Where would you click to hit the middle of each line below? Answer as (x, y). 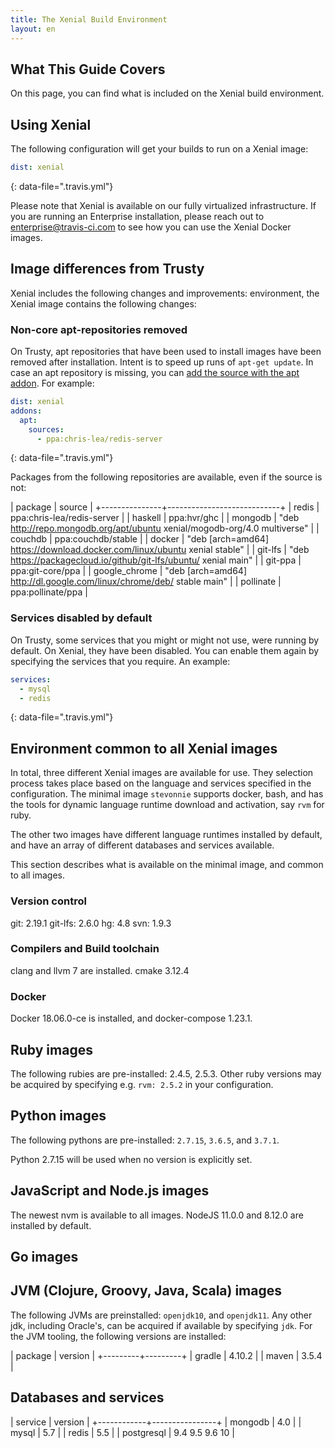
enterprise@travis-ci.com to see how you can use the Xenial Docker (151, 227)
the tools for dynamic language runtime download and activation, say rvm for (167, 805)
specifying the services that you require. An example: (120, 661)
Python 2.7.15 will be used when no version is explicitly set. (131, 1159)
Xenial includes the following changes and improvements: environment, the (165, 293)
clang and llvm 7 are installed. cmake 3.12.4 (100, 970)
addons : (26, 411)
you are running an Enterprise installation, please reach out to (137, 216)
